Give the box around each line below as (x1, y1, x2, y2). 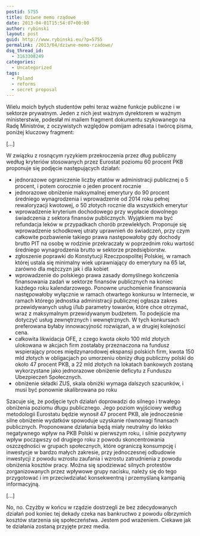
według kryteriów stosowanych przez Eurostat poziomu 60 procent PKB (6, 158, 183, 165)
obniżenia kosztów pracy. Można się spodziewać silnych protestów (6, 461, 172, 468)
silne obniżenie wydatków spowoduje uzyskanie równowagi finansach (6, 417, 179, 424)
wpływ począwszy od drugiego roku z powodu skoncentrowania (6, 435, 165, 443)
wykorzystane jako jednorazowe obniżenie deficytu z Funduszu (14, 367, 172, 374)
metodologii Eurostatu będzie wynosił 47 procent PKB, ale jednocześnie (6, 410, 183, 417)
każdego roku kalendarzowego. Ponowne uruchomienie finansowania (14, 284, 186, 291)
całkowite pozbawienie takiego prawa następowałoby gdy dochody (14, 233, 181, 240)
